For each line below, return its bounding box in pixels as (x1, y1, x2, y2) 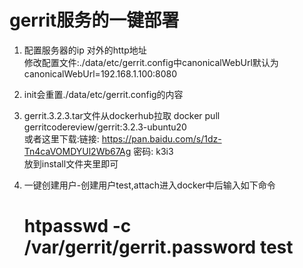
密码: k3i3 (133, 145, 174, 157)
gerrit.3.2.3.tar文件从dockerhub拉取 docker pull (23, 109, 221, 121)
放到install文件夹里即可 (23, 157, 119, 170)
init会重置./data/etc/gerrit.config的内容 (23, 88, 184, 100)
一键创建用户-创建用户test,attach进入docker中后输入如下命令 (23, 179, 276, 191)
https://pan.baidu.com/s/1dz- (101, 132, 222, 145)
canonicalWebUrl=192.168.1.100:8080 (23, 67, 178, 80)
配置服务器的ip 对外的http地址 (23, 44, 147, 56)
